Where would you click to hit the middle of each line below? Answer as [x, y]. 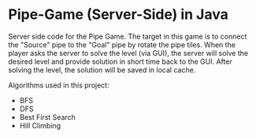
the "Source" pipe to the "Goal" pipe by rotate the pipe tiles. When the [122, 44]
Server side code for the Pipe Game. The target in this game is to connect [128, 36]
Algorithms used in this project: [59, 85]
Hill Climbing [40, 125]
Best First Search [48, 117]
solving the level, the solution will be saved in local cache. [102, 69]
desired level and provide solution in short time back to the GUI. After [120, 62]
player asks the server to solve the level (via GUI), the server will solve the [128, 53]
